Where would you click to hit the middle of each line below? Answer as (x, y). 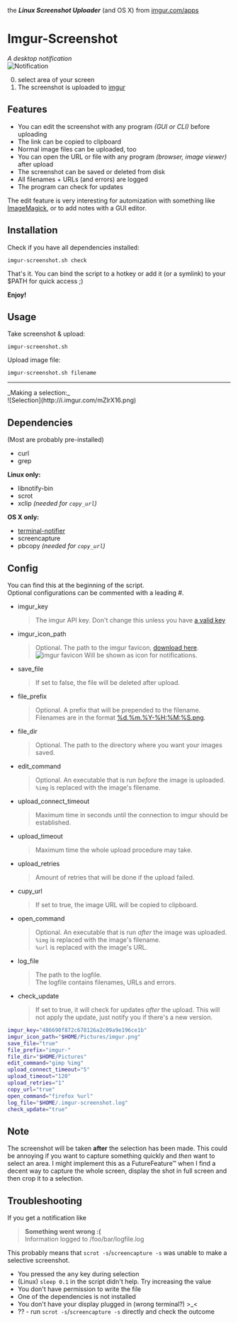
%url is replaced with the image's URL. (91, 947)
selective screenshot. (39, 1260)
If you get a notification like (47, 1218)
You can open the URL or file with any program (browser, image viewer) (122, 157)
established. (53, 822)
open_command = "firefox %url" (50, 1096)
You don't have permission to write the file (79, 1289)
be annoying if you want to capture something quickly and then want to (111, 1156)
